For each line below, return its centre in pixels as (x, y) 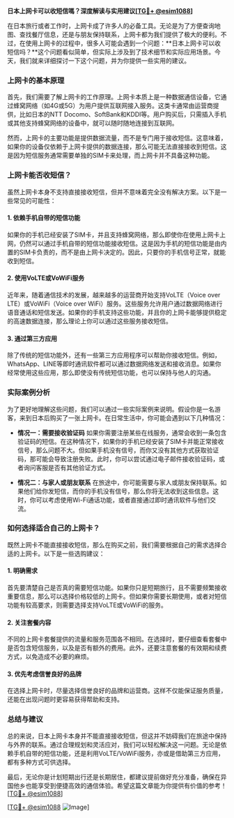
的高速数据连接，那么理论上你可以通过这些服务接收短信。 (89, 321)
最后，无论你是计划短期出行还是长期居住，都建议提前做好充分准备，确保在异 (117, 777)
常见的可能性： (34, 200)
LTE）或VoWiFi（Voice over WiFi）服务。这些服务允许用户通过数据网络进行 (115, 304)
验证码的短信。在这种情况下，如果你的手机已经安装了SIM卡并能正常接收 (120, 441)
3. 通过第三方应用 (32, 339)
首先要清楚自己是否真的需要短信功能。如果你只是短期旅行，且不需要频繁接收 (117, 588)
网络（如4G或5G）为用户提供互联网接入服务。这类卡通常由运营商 (119, 106)
